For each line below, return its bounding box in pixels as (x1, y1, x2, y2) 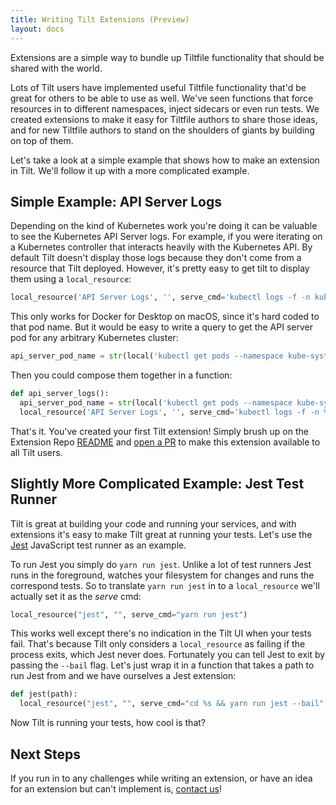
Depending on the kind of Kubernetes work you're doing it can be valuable (10, 220, 318, 232)
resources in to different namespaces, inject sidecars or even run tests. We (10, 102, 320, 115)
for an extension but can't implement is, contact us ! (10, 782, 222, 795)
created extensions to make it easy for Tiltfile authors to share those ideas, (10, 113, 318, 125)
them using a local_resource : (10, 273, 132, 285)
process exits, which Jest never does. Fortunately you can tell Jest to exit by (10, 649, 326, 661)
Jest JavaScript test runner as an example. (10, 539, 187, 551)
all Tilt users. (10, 446, 63, 458)
